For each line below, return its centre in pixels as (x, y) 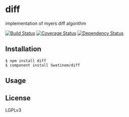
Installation (23, 49)
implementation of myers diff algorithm (46, 23)
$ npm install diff (26, 61)
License (18, 98)
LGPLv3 (13, 110)
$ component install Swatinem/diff (43, 65)
